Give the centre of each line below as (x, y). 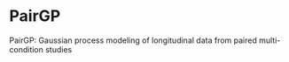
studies (59, 49)
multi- (269, 40)
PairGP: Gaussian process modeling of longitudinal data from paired (133, 40)
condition (27, 49)
